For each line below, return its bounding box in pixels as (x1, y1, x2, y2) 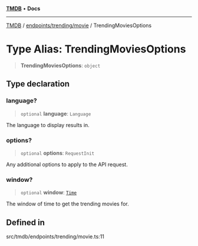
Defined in (6, 217, 45, 227)
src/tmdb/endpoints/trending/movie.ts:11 (6, 233, 105, 240)
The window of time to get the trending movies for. (6, 200, 130, 208)
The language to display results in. (6, 121, 90, 128)
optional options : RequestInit (20, 149, 95, 157)
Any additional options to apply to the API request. (6, 161, 128, 168)
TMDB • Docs (6, 5, 41, 12)
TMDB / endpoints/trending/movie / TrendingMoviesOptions (6, 22, 152, 29)
